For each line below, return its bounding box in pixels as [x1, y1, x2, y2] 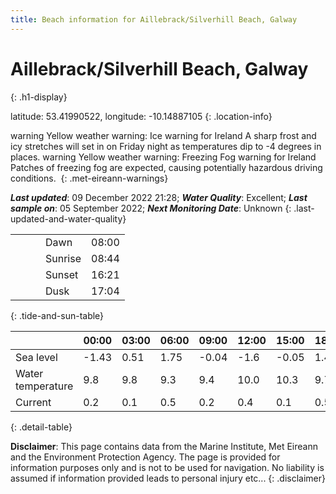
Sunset [45, 267, 79, 281]
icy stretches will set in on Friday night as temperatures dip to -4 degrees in [10, 140, 322, 152]
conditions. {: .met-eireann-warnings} [10, 172, 169, 184]
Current [15, 395, 52, 409]
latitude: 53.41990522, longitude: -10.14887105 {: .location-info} [10, 110, 273, 122]
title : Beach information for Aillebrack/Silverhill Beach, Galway [10, 14, 298, 25]
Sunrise [45, 251, 82, 265]
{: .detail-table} [10, 421, 73, 433]
